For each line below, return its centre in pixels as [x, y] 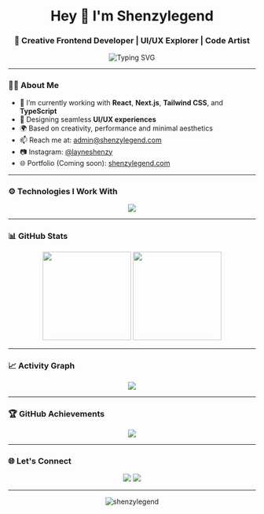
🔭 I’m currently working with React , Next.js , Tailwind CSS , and [121, 102]
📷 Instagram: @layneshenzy [66, 152]
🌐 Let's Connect [40, 461]
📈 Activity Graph [42, 366]
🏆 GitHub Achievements [56, 413]
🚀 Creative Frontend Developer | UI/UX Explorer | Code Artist [132, 41]
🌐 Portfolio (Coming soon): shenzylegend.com [95, 163]
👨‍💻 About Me [33, 86]
